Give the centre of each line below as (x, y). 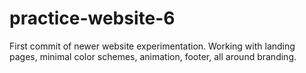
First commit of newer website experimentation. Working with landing (152, 46)
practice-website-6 (92, 18)
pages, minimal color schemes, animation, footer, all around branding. (153, 56)
